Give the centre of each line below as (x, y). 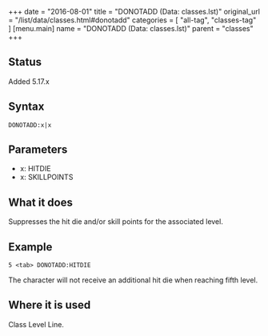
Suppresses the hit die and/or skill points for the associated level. (116, 222)
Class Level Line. (36, 324)
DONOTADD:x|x (30, 125)
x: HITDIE (35, 169)
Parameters (38, 150)
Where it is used (50, 305)
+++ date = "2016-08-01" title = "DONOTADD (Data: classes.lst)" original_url (134, 12)
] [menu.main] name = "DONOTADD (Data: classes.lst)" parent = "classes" (131, 28)
